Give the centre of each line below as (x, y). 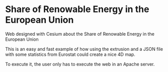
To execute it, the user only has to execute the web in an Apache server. (80, 64)
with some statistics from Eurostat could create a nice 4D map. (70, 54)
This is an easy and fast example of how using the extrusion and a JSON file (84, 49)
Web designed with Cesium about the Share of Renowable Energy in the (80, 34)
